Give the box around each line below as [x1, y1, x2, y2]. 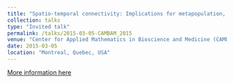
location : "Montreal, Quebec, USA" [7, 50, 111, 56]
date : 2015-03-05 [7, 43, 58, 50]
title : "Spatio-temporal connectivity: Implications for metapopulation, [7, 10, 226, 17]
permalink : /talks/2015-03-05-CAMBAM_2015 [7, 29, 132, 37]
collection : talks [7, 17, 61, 24]
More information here [7, 68, 72, 77]
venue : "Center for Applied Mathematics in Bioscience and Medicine [7, 36, 210, 43]
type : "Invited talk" [7, 23, 70, 30]
